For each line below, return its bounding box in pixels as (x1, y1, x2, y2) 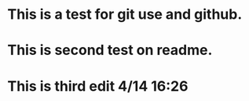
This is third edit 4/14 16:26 (7, 77, 189, 95)
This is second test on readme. (7, 41, 213, 60)
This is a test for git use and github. (7, 5, 243, 23)
